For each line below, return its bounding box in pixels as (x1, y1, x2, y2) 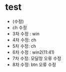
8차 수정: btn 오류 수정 (12, 61, 56, 68)
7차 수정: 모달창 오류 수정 (12, 55, 62, 61)
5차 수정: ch (12, 43, 36, 49)
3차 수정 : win (12, 31, 40, 36)
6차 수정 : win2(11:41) (12, 49, 55, 55)
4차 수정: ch (12, 36, 36, 43)
